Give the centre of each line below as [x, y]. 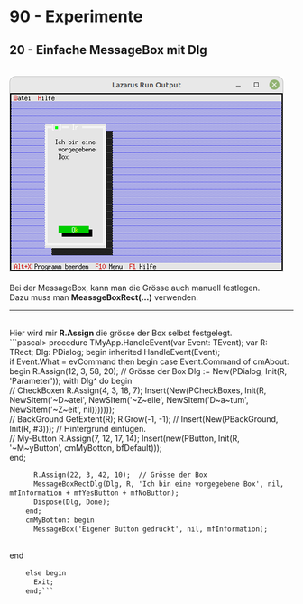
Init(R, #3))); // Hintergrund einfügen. [78, 429]
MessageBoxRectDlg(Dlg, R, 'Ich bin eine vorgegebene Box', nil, [158, 484]
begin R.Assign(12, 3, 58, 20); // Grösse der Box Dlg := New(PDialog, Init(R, [148, 371]
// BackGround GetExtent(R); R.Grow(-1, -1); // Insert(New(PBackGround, [144, 419]
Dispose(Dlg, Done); [72, 502]
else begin [46, 573]
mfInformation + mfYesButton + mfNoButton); [94, 493]
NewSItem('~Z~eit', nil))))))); [62, 409]
